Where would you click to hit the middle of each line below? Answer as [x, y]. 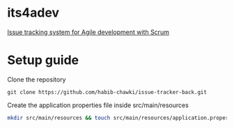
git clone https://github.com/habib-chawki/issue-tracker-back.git [107, 92]
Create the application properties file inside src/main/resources [98, 105]
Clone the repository [37, 79]
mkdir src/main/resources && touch [59, 118]
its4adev [33, 13]
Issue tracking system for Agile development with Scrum [88, 32]
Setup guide [43, 60]
